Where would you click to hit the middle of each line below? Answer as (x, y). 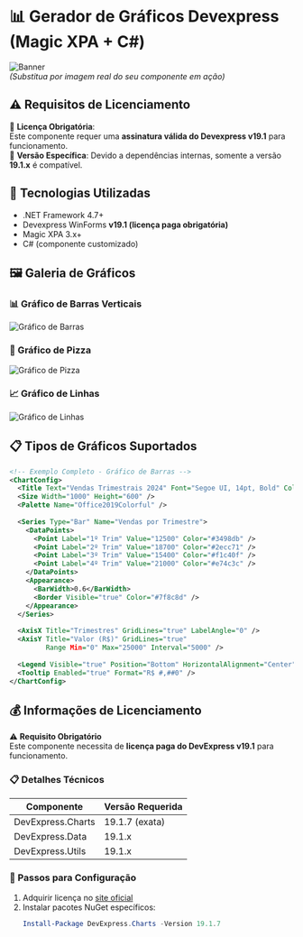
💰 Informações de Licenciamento (106, 710)
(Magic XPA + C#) (78, 42)
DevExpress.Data (50, 836)
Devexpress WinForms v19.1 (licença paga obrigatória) (125, 225)
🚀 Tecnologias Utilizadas (80, 193)
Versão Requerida (143, 806)
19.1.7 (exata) (134, 822)
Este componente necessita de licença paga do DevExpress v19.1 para (142, 746)
